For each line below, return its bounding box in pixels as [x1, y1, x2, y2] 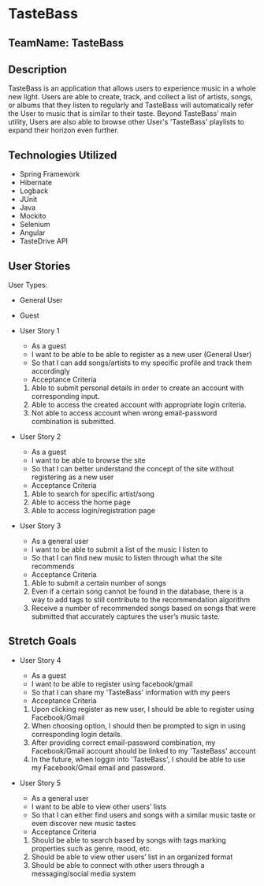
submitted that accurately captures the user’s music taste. [31, 612, 221, 621]
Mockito [19, 211, 46, 221]
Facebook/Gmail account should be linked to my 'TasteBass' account [31, 746, 256, 755]
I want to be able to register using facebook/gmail [31, 679, 193, 688]
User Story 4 [19, 655, 61, 664]
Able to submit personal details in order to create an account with [31, 383, 244, 393]
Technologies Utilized [8, 148, 117, 162]
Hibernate [19, 178, 53, 188]
